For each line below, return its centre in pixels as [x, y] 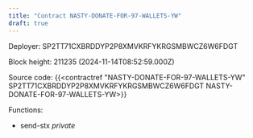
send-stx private [48, 125]
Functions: [26, 110]
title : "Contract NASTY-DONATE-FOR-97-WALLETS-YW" [95, 16]
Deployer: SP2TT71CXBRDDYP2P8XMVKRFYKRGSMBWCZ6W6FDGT [123, 46]
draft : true [28, 23]
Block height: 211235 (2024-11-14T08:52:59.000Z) [91, 62]
